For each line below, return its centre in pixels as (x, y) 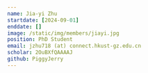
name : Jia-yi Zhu (32, 14)
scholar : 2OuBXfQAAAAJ (40, 53)
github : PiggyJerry (35, 59)
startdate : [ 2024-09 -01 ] (43, 20)
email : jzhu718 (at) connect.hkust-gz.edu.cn (74, 46)
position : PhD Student (40, 40)
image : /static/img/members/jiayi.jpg (63, 33)
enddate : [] (24, 26)
